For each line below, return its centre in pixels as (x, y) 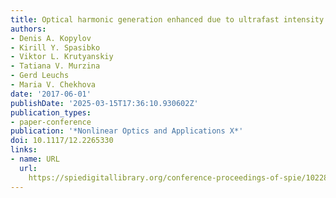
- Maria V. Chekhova (53, 85)
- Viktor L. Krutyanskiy (62, 57)
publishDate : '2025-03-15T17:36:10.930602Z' (104, 103)
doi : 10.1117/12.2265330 (62, 141)
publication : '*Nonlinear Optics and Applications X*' (127, 131)
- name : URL (35, 159)
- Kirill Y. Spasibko (55, 47)
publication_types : (51, 112)
